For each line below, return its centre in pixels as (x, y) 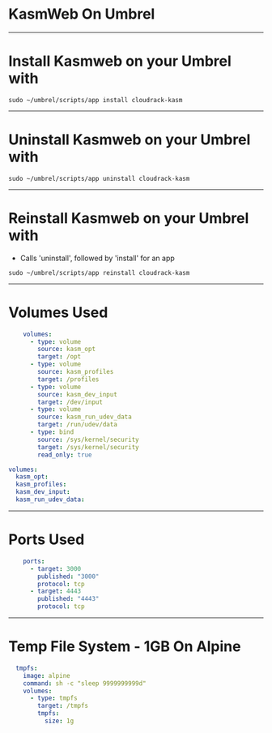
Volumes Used (58, 312)
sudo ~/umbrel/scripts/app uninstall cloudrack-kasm (99, 178)
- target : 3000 (55, 568)
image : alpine (47, 675)
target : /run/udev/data (77, 425)
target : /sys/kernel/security (88, 447)
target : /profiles (68, 379)
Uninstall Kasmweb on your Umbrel (130, 140)
